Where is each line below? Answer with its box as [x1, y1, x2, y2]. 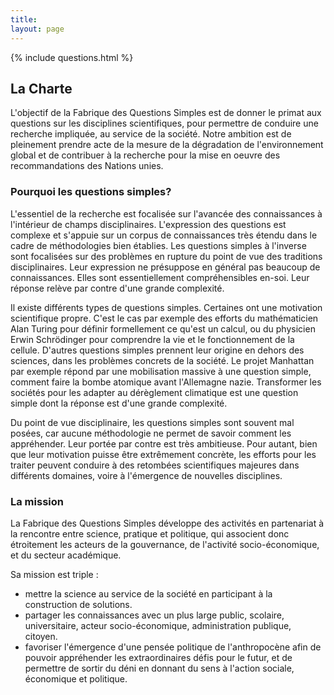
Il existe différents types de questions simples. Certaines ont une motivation [10, 301, 323, 313]
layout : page [10, 24, 65, 34]
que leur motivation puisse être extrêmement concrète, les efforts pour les [10, 448, 317, 460]
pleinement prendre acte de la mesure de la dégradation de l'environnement [10, 139, 324, 151]
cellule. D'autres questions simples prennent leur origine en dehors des [10, 344, 305, 356]
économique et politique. [24, 672, 128, 685]
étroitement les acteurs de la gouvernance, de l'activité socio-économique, [10, 538, 320, 550]
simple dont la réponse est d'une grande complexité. [10, 397, 228, 409]
